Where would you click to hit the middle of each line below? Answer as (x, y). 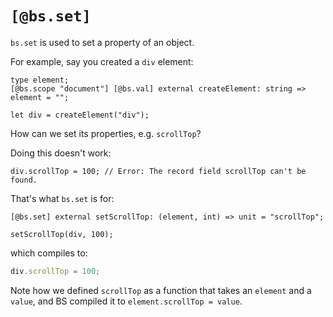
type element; (40, 80)
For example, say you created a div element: (102, 61)
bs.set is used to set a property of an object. (102, 42)
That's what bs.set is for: (62, 198)
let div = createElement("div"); (80, 115)
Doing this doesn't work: (61, 153)
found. (24, 180)
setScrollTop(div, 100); (62, 234)
